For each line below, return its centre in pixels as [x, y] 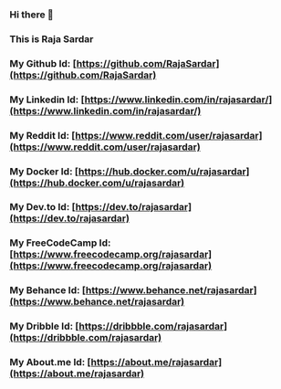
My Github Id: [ [43, 63]
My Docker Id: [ [44, 171]
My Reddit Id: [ [42, 135]
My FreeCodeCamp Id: [60, 243]
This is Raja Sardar [52, 38]
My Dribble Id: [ [44, 326]
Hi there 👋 [32, 15]
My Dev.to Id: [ [42, 207]
